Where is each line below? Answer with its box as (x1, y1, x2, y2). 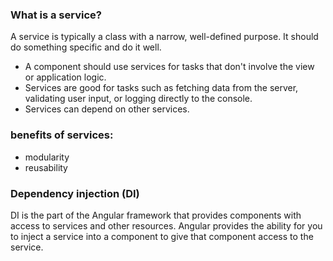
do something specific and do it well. (10, 41, 162, 53)
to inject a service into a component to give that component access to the (10, 230, 314, 242)
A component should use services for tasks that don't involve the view (24, 61, 315, 73)
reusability (24, 161, 68, 173)
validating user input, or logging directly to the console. (24, 93, 253, 105)
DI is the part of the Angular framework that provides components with (10, 209, 302, 221)
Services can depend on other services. (24, 103, 190, 115)
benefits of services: (10, 128, 114, 142)
